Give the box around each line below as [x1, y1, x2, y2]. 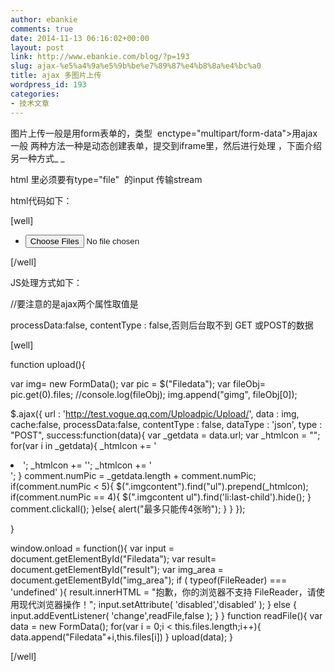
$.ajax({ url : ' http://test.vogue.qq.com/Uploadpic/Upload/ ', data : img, [10, 407, 300, 420]
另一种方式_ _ [10, 152, 65, 164]
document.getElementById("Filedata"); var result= [10, 552, 217, 565]
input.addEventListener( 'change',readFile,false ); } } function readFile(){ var [10, 609, 323, 621]
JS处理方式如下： [10, 276, 83, 288]
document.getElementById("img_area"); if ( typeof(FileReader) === [10, 574, 288, 586]
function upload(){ [10, 358, 86, 370]
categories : [10, 89, 60, 99]
